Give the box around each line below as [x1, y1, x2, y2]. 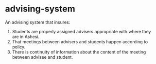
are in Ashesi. [12, 34, 40, 39]
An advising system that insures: [5, 19, 70, 25]
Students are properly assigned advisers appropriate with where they [12, 28, 151, 34]
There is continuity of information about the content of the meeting [12, 49, 146, 55]
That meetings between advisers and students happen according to [12, 38, 148, 44]
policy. [12, 44, 26, 50]
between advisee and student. [12, 54, 73, 60]
